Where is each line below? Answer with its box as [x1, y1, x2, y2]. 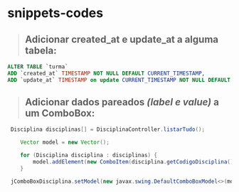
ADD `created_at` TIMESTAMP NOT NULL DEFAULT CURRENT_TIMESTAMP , [7, 70, 205, 77]
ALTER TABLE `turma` [7, 63, 69, 70]
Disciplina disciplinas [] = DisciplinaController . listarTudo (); [10, 126, 205, 133]
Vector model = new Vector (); [20, 139, 110, 146]
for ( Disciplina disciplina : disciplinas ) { [20, 151, 158, 159]
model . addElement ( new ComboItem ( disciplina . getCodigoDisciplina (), [33, 159, 237, 166]
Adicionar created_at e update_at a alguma [24, 33, 219, 46]
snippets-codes [7, 5, 104, 21]
